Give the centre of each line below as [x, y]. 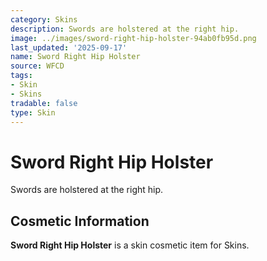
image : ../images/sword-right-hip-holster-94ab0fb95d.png [133, 38]
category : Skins [44, 19]
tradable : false [44, 103]
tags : [21, 76]
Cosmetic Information [80, 221]
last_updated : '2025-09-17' [69, 47]
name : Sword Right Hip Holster [75, 57]
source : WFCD [37, 66]
